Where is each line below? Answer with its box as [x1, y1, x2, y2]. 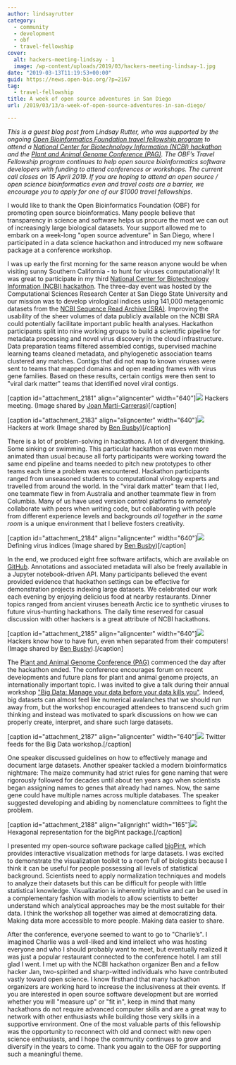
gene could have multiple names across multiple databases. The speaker [7, 790, 220, 799]
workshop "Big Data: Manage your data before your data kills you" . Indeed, [7, 687, 225, 696]
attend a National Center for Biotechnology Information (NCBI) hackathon [7, 142, 222, 151]
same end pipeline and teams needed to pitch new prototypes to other [7, 459, 212, 468]
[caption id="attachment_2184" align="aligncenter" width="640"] [7, 533, 198, 542]
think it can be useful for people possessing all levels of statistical [7, 864, 199, 872]
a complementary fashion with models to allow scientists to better [7, 894, 199, 902]
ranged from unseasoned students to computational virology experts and [7, 474, 220, 482]
